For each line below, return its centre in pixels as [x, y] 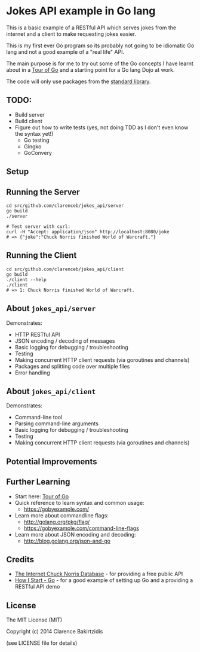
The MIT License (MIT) [34, 620]
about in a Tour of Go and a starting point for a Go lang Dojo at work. [90, 69]
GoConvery [38, 153]
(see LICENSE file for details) [42, 643]
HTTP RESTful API [37, 334]
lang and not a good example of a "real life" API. [65, 51]
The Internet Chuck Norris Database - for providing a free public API [99, 574]
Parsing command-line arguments [56, 424]
